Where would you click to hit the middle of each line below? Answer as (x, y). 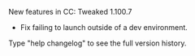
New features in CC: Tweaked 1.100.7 (70, 12)
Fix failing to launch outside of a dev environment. (104, 27)
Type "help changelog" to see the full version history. (97, 43)
